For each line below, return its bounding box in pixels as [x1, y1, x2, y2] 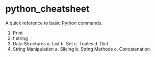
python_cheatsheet [5, 3, 90, 15]
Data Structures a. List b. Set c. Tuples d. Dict [12, 40, 109, 46]
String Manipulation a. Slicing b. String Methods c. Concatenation [12, 46, 150, 52]
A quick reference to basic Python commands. [5, 20, 103, 26]
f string [12, 35, 28, 41]
